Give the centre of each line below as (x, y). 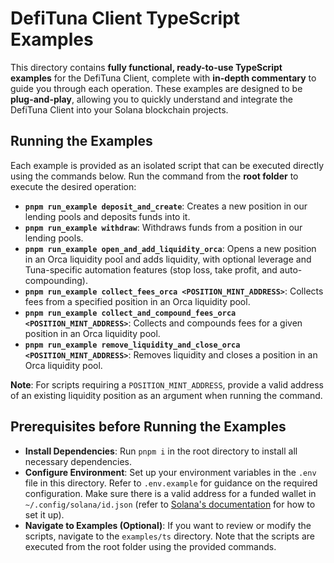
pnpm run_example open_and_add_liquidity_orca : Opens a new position (170, 248)
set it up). (44, 514)
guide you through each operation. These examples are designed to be (156, 88)
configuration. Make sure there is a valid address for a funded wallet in (170, 493)
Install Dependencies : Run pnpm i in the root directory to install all (161, 451)
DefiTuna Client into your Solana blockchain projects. (119, 109)
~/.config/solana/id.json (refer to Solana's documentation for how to (170, 504)
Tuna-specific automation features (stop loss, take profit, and (151, 269)
